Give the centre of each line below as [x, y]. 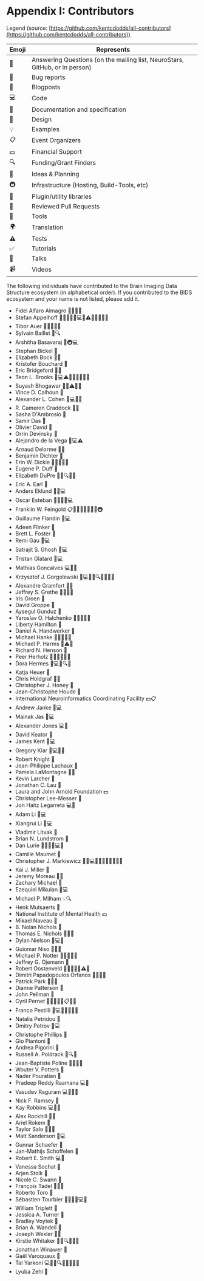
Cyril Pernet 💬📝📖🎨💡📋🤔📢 [46, 1001]
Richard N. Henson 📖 [41, 650]
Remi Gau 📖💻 [32, 540]
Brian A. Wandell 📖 [38, 1227]
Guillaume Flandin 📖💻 [43, 518]
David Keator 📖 [34, 734]
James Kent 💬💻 [35, 741]
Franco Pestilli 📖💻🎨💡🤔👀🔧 [47, 1010]
